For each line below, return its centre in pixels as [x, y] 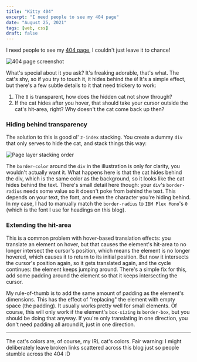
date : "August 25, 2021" [36, 22]
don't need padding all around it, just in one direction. [71, 324]
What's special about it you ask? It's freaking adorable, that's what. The [93, 73]
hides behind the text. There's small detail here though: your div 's [86, 185]
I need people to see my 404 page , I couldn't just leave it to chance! [88, 50]
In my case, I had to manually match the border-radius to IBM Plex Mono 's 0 [97, 204]
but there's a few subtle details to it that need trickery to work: [81, 85]
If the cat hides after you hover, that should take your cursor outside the [101, 103]
